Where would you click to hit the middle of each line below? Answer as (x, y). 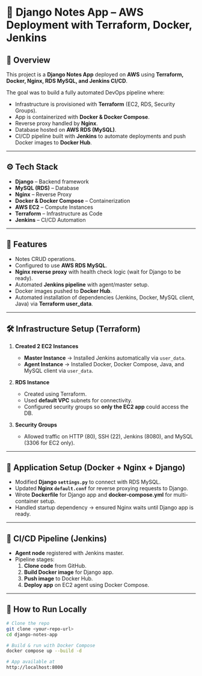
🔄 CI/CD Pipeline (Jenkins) (57, 539)
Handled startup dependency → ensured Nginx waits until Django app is (104, 508)
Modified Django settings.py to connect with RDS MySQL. (88, 482)
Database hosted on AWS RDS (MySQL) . (66, 130)
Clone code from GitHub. (55, 566)
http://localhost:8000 (35, 668)
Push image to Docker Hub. (58, 579)
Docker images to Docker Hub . (53, 143)
